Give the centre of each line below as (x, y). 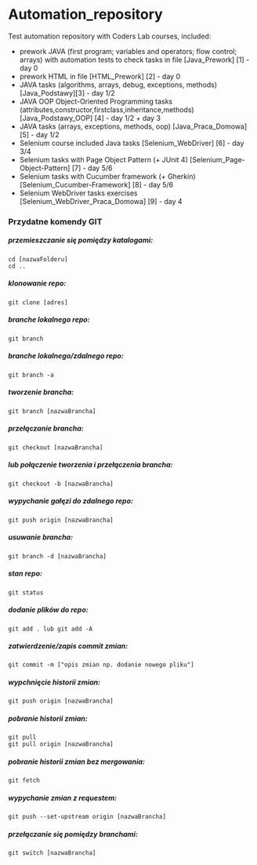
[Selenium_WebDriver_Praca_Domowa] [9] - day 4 (101, 201)
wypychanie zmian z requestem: (63, 798)
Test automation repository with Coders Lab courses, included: (110, 36)
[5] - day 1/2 (39, 134)
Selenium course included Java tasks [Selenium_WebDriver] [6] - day (132, 143)
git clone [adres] (38, 302)
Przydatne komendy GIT (55, 221)
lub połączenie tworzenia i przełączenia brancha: (90, 465)
